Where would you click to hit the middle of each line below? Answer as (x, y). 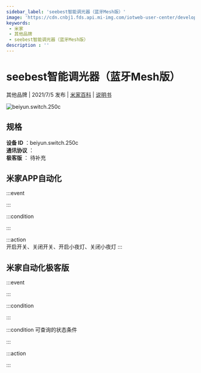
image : (14, 17)
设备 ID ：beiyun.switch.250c (42, 142)
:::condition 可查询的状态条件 (42, 330)
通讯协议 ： (20, 150)
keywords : (19, 23)
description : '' (28, 46)
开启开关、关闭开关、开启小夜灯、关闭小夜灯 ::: (64, 247)
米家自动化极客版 (38, 268)
